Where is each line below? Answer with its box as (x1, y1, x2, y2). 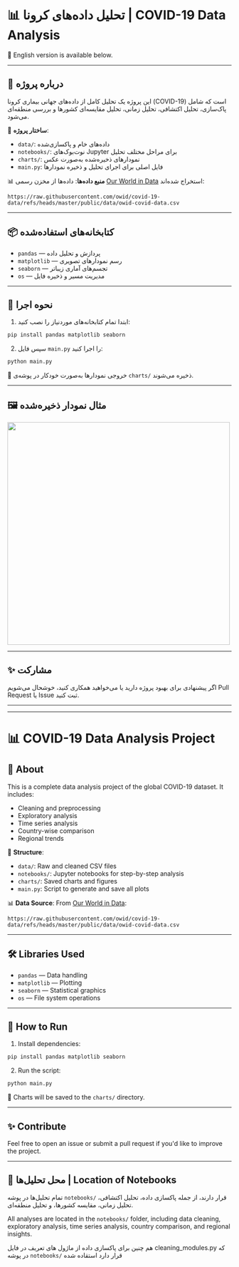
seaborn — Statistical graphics (17, 986, 107, 994)
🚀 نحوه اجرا (7, 299, 53, 311)
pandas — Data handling (17, 971, 87, 979)
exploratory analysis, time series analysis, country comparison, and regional (7, 1221, 230, 1231)
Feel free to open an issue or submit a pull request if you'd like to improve (7, 1139, 223, 1147)
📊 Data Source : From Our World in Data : (7, 899, 127, 907)
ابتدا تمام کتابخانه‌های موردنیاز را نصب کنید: (17, 318, 130, 326)
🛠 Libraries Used (7, 948, 85, 961)
